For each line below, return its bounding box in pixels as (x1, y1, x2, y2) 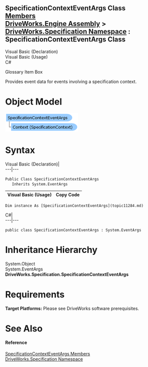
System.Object (5, 260, 35, 266)
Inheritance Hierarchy (5, 244, 98, 255)
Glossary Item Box (5, 68, 43, 74)
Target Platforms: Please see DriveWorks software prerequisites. (5, 305, 140, 311)
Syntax (5, 144, 35, 155)
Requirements (5, 288, 65, 300)
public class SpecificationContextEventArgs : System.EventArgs (5, 227, 142, 232)
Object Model (5, 96, 62, 107)
